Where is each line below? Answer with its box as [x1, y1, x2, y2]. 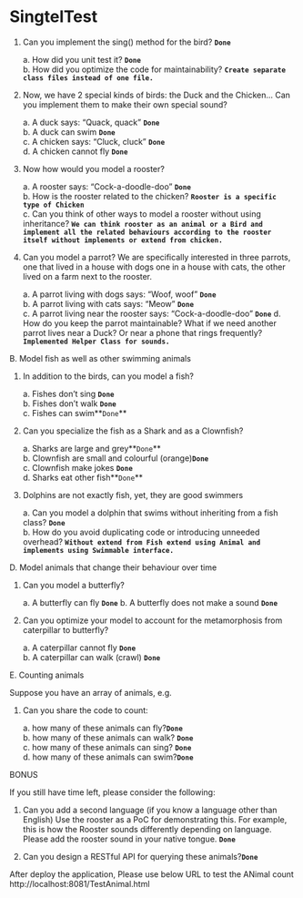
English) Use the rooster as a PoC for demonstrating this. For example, [22, 813, 288, 825]
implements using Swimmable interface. [22, 546, 175, 555]
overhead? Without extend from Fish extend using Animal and [22, 536, 261, 547]
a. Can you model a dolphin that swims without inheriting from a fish [22, 507, 278, 518]
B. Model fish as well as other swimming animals [9, 352, 191, 363]
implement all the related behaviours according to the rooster [22, 228, 272, 237]
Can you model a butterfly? [22, 579, 126, 590]
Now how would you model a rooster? [22, 163, 166, 174]
